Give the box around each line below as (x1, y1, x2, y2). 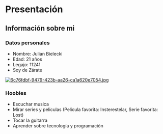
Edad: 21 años (12, 56, 42, 62)
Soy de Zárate (12, 67, 42, 73)
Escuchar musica (12, 101, 49, 108)
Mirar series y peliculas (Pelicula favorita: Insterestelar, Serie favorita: (12, 106, 158, 113)
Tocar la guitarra (12, 117, 47, 123)
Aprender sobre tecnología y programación (12, 123, 103, 129)
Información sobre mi (5, 24, 75, 33)
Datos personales (5, 39, 50, 46)
